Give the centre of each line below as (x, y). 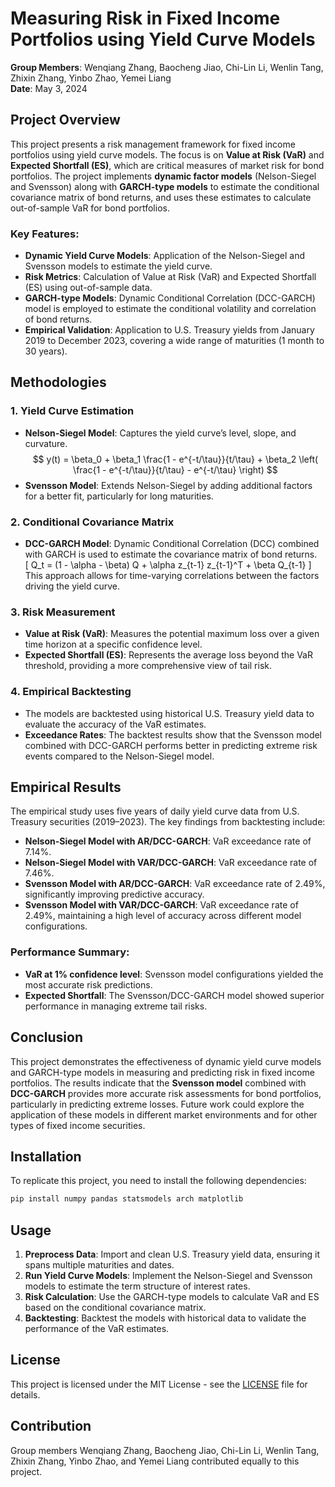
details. (25, 1394)
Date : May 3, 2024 (49, 88)
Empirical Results (66, 787)
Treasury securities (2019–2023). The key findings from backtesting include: (168, 822)
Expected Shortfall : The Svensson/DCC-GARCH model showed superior (174, 995)
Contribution (51, 1426)
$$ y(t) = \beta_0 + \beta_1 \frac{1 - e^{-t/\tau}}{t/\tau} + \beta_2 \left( (175, 459)
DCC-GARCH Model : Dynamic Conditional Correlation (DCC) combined (172, 544)
